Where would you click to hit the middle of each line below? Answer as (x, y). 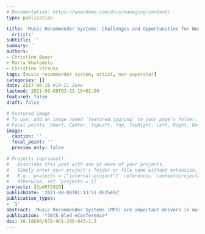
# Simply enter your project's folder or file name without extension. (102, 170)
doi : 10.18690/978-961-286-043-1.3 (52, 221)
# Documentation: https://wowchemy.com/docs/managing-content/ (88, 12)
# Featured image (28, 114)
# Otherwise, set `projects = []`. (54, 181)
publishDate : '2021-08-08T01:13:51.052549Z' (64, 193)
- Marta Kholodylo (30, 63)
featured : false (27, 97)
